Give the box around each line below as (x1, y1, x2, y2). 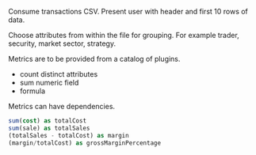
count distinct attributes (19, 70, 98, 78)
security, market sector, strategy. (8, 39, 117, 48)
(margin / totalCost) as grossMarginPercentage (8, 138, 161, 147)
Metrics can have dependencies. (8, 102, 116, 111)
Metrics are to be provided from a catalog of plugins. (8, 55, 181, 63)
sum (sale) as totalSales (8, 124, 90, 132)
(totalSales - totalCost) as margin (8, 131, 129, 139)
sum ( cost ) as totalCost (8, 117, 87, 125)
